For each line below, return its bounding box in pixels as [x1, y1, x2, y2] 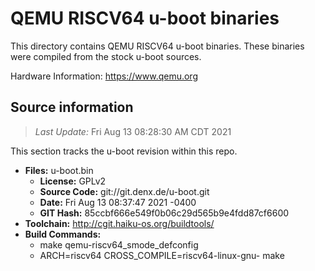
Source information [10, 99, 134, 116]
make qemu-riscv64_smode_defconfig [39, 238, 199, 251]
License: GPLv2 [39, 175, 107, 187]
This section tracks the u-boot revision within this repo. [10, 145, 238, 157]
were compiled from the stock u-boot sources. [10, 50, 202, 62]
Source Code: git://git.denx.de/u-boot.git [39, 185, 210, 197]
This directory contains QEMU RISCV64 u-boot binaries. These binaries [10, 40, 305, 52]
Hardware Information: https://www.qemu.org [10, 70, 198, 82]
